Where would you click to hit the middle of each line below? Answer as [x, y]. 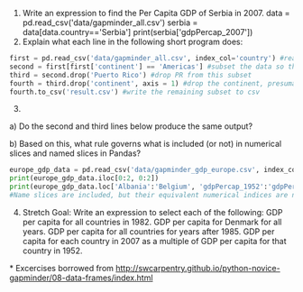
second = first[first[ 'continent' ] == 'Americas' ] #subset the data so [147, 67]
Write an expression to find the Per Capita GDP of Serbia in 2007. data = [156, 13]
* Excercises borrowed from [62, 268]
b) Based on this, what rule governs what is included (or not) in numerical [146, 144]
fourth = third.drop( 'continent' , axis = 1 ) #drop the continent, [137, 83]
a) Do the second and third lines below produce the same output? [131, 126]
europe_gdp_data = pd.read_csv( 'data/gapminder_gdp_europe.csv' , [134, 170]
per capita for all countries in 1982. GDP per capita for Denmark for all [152, 222]
